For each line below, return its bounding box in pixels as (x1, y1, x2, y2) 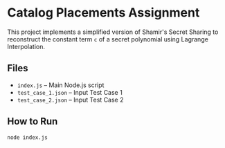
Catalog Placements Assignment (7, 5, 200, 21)
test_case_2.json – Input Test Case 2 (17, 95, 124, 104)
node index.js (7, 133, 48, 141)
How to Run (7, 115, 58, 127)
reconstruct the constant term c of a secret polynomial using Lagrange (7, 35, 209, 43)
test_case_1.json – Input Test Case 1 (17, 88, 123, 96)
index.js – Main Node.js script (17, 81, 105, 89)
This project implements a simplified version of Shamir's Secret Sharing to (7, 28, 219, 36)
